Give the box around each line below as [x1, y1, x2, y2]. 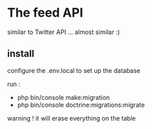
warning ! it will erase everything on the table [7, 114, 136, 122]
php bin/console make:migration [17, 93, 110, 101]
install [7, 48, 35, 60]
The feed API [7, 5, 83, 21]
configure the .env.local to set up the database [7, 66, 141, 74]
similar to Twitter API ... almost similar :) [7, 28, 120, 36]
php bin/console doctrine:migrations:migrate [17, 101, 145, 109]
